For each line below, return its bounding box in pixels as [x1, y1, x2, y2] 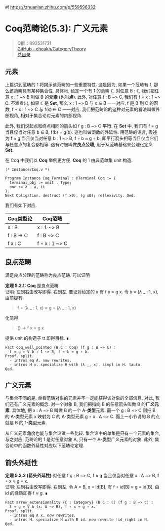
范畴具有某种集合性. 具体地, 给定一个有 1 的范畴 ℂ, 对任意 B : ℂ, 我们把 [13, 87, 155, 93]
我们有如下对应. [5, 202, 37, 208]
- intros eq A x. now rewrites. [9, 513, 77, 518]
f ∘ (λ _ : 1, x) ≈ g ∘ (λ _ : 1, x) [17, 305, 77, 311]
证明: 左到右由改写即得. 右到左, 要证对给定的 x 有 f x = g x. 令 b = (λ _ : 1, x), [5, 288, 159, 294]
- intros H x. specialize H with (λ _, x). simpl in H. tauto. [9, 362, 142, 367]
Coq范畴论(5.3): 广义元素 [5, 23, 108, 34]
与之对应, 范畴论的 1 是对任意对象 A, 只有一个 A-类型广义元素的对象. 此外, [5, 437, 154, 443]
